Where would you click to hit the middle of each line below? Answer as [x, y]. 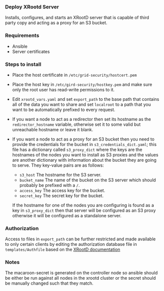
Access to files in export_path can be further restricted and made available [80, 239]
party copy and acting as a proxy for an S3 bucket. [56, 23]
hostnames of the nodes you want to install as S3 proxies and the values [85, 155]
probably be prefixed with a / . [49, 185]
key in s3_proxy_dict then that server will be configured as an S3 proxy [84, 210]
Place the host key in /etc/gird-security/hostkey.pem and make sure [82, 84]
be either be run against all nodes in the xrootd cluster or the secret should [81, 278]
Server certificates [31, 51]
